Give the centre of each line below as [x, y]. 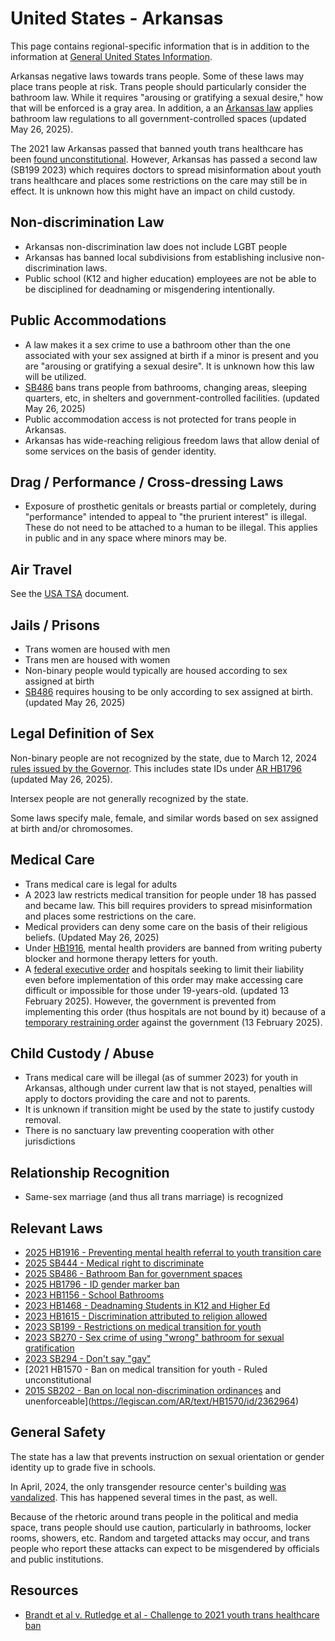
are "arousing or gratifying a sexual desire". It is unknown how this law [169, 366]
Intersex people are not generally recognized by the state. [129, 798]
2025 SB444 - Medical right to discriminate [114, 1263]
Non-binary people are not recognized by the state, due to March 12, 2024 [164, 758]
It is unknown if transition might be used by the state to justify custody [169, 1109]
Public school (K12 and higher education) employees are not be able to [170, 278]
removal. [43, 1120]
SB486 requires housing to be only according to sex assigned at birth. [169, 691]
